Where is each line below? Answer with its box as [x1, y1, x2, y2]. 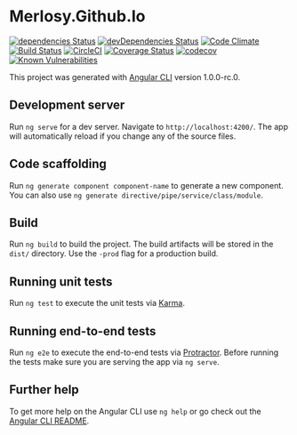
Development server [9, 98, 125, 113]
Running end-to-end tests [9, 323, 157, 339]
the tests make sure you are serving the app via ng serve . [9, 357, 220, 367]
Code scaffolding [9, 157, 107, 172]
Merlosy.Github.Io [9, 6, 146, 27]
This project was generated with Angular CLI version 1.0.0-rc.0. [9, 71, 241, 82]
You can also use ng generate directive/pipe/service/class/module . [9, 189, 264, 200]
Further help [9, 383, 80, 398]
